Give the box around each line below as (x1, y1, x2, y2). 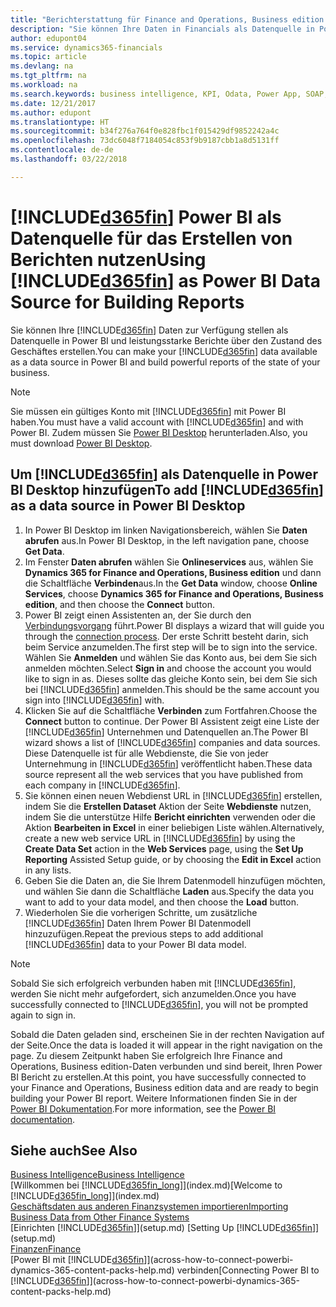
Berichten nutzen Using (10, 248, 207, 271)
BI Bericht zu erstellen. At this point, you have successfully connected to (10, 1071, 307, 1083)
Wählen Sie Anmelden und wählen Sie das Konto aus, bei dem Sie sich (24, 651, 318, 663)
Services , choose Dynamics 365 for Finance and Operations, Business (24, 587, 324, 600)
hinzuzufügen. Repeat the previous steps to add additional (24, 927, 264, 940)
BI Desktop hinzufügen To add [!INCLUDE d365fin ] (10, 482, 324, 499)
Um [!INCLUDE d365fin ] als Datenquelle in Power (10, 466, 318, 483)
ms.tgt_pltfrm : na (10, 71, 87, 81)
